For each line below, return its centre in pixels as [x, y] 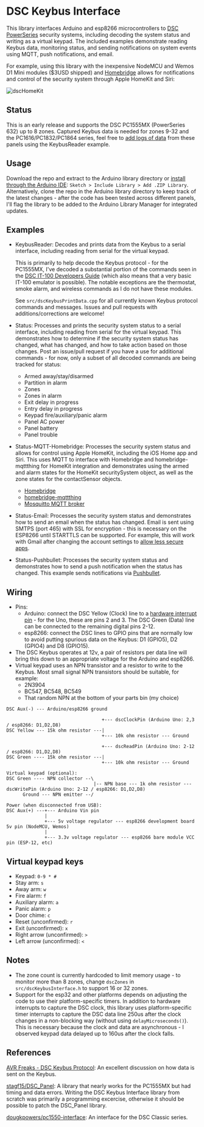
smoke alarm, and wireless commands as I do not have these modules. [104, 289]
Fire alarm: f [31, 896]
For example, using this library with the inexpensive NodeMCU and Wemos [100, 66]
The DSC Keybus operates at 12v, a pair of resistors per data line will [101, 653]
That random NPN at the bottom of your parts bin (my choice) [101, 698]
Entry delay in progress [53, 409]
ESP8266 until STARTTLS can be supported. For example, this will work [105, 535]
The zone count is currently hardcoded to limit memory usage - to [98, 975]
